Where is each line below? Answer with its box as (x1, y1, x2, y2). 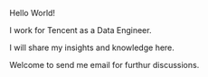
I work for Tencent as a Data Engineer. (9, 25, 152, 35)
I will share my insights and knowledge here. (9, 42, 175, 53)
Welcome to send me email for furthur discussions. (9, 60, 200, 70)
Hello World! (9, 8, 56, 18)
